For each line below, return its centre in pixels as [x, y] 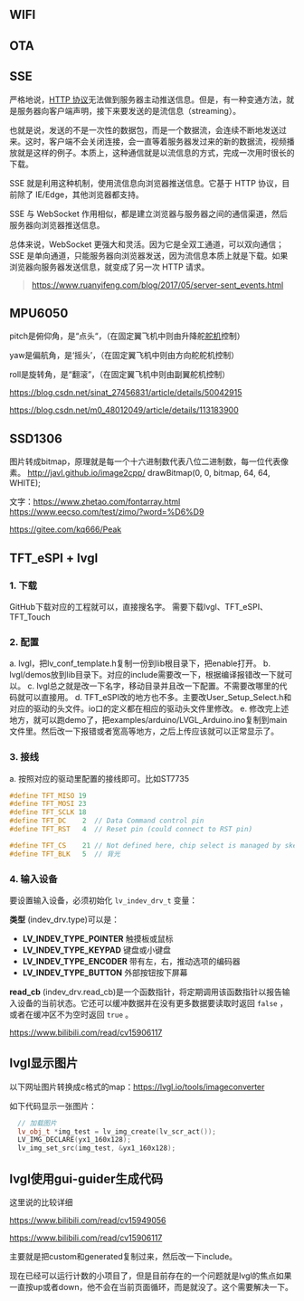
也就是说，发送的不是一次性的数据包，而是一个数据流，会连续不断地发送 [144, 129]
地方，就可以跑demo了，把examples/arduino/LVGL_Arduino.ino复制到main [148, 720]
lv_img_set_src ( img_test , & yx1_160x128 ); [97, 1148]
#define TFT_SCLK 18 [48, 812]
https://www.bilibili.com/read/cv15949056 [88, 1220]
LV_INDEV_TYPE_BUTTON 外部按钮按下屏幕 [105, 973]
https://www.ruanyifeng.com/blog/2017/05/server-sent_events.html [157, 285]
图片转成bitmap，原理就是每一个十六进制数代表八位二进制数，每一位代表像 [149, 461]
